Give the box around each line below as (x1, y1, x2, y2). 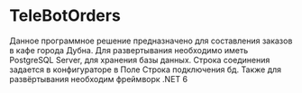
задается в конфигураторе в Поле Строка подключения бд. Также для (9, 64, 282, 75)
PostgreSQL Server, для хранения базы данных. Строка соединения (9, 54, 270, 65)
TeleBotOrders (9, 5, 122, 26)
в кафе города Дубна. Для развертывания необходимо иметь (9, 44, 249, 55)
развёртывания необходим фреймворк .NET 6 (9, 73, 188, 84)
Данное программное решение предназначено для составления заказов (9, 35, 293, 46)
